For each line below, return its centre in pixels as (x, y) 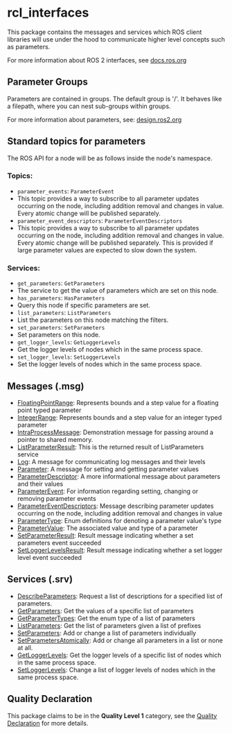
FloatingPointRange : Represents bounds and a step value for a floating (118, 402)
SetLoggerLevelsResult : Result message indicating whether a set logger (120, 550)
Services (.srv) (40, 580)
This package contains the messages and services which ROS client (105, 32)
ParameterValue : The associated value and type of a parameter (108, 528)
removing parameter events (57, 498)
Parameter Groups (47, 82)
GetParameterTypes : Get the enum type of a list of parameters (106, 618)
